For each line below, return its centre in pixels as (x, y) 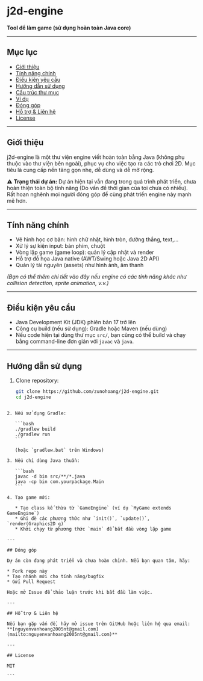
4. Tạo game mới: (29, 498)
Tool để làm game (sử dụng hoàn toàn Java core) (69, 28)
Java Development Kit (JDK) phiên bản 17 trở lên (76, 322)
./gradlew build (35, 429)
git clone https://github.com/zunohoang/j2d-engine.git (87, 392)
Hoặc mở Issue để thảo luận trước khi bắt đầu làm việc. (80, 592)
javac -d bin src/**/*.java (50, 476)
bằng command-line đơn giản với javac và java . (75, 342)
